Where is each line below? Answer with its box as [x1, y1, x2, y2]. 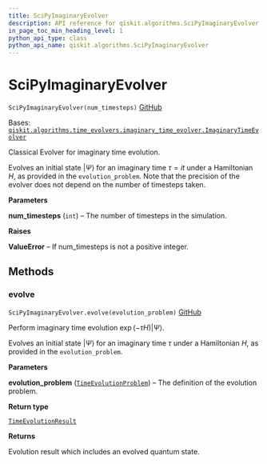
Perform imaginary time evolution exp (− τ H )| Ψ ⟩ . [8, 322, 165, 332]
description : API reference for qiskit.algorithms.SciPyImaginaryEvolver [8, 19, 260, 27]
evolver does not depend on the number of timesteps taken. [8, 180, 206, 190]
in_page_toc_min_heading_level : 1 [8, 26, 124, 34]
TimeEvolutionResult [8, 417, 78, 425]
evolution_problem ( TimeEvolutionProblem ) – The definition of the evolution [8, 378, 257, 387]
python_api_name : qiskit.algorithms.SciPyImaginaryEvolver [8, 42, 209, 50]
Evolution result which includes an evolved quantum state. [8, 446, 200, 456]
